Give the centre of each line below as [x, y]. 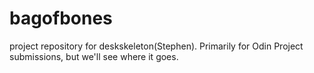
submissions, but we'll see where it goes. [94, 56]
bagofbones [61, 18]
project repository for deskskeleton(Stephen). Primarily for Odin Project [156, 46]
